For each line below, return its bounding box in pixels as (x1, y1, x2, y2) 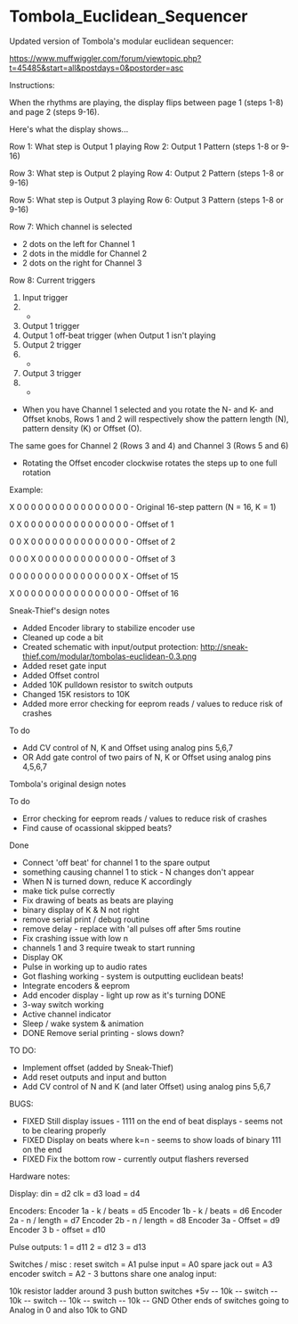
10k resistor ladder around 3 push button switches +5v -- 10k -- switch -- (9, 1286, 278, 1296)
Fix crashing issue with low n (21, 933, 129, 943)
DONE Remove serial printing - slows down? (21, 1027, 185, 1038)
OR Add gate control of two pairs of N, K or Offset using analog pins (21, 752, 271, 762)
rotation (21, 466, 52, 478)
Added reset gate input (21, 660, 107, 670)
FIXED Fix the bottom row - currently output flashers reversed (21, 1153, 249, 1164)
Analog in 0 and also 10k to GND (9, 1304, 128, 1315)
